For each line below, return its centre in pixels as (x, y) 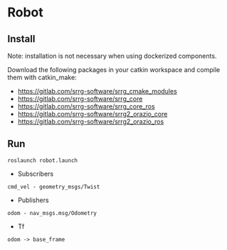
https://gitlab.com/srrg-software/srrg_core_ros (86, 106)
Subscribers (36, 174)
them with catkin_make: (42, 77)
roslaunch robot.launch (43, 160)
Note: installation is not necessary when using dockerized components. (112, 56)
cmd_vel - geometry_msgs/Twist (54, 186)
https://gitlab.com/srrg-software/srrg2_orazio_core (93, 114)
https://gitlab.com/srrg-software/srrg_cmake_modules (97, 91)
